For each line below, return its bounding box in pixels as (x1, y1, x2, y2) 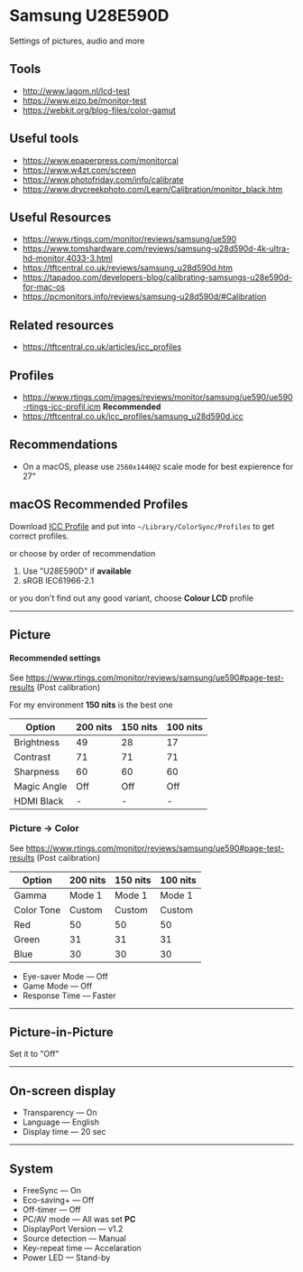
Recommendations (9, 437, 118, 453)
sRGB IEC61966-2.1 (22, 575, 95, 585)
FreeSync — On (22, 1184, 81, 1195)
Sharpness (14, 765, 60, 778)
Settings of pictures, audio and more (9, 35, 145, 46)
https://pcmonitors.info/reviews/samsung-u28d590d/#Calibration (22, 291, 267, 303)
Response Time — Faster (22, 990, 116, 1001)
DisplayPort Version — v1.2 (22, 1223, 124, 1234)
